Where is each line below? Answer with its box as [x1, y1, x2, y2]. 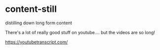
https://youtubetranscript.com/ [5, 39, 68, 45]
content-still [5, 3, 57, 15]
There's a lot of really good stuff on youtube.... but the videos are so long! [5, 29, 156, 35]
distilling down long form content [5, 20, 73, 26]
